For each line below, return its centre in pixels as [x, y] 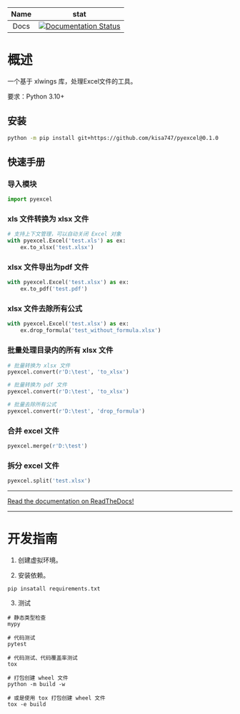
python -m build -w [36, 685]
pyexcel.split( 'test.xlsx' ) [49, 481]
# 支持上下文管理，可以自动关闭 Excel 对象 [64, 234]
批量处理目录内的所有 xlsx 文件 [60, 351]
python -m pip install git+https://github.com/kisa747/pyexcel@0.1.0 [113, 138]
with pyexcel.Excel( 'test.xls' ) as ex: [67, 241]
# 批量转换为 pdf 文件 [37, 385]
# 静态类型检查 [27, 618]
